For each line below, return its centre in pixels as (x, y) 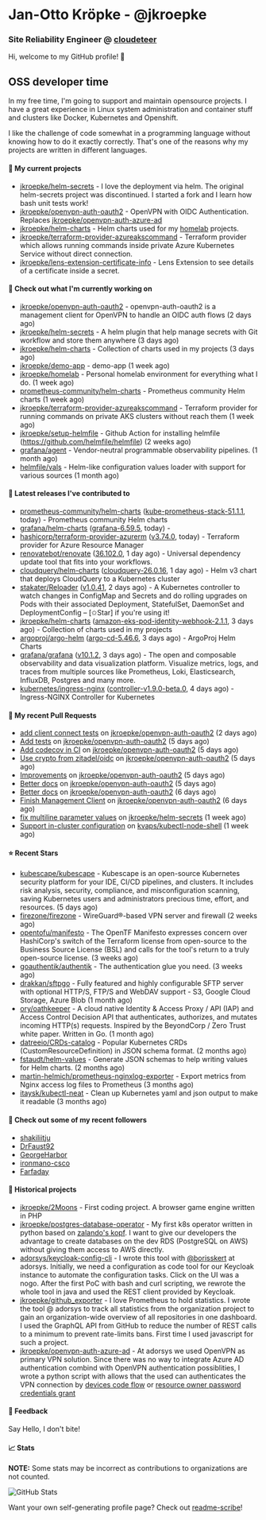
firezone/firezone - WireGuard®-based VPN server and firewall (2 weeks (139, 916)
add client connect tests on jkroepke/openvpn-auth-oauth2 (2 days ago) (138, 733)
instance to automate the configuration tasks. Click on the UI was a (129, 1274)
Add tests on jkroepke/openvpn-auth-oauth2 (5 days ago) (115, 742)
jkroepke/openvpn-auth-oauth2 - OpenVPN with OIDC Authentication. (134, 211)
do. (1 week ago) (47, 382)
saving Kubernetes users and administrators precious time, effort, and (134, 899)
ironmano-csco (44, 1163)
